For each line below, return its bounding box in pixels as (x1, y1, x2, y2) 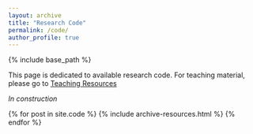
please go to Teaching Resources (8, 79, 117, 88)
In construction (8, 94, 58, 103)
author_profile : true (8, 33, 80, 42)
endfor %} (8, 117, 42, 127)
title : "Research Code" (8, 19, 87, 27)
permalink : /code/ (8, 26, 69, 34)
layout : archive (8, 11, 62, 20)
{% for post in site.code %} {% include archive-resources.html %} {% (8, 110, 236, 119)
